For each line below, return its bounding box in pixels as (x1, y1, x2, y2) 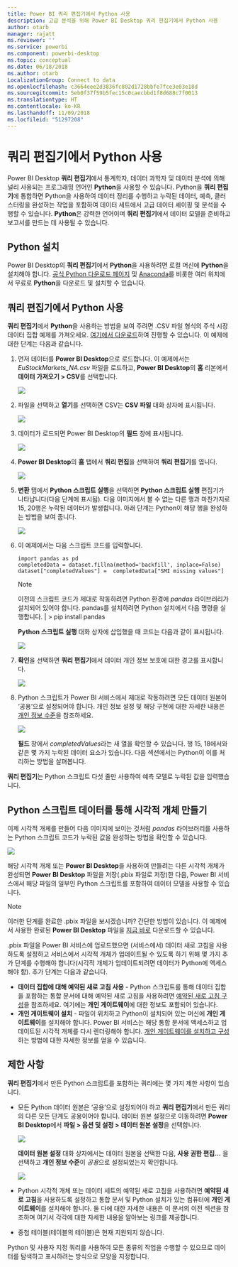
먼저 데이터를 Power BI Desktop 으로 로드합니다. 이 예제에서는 (17, 354, 190, 363)
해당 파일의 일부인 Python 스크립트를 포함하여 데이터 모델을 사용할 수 (25, 879, 217, 888)
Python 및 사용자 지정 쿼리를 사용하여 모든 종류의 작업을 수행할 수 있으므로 (7, 1243, 213, 1251)
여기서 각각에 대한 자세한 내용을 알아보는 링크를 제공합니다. (36, 1212, 200, 1222)
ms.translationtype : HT (7, 97, 78, 104)
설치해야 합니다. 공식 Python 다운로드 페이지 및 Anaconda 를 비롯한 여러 (7, 270, 207, 278)
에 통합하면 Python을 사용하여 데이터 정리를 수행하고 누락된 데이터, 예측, (13, 191, 213, 200)
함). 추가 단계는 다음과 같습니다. (20, 967, 108, 976)
